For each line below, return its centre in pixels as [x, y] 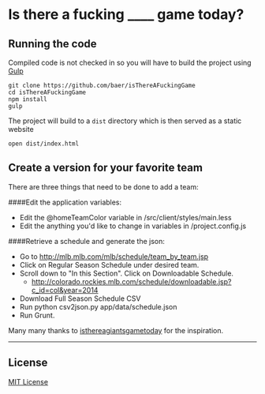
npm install [28, 99]
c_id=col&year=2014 [65, 290]
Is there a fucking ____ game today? [126, 15]
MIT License [28, 381]
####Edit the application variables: [65, 202]
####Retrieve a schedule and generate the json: [87, 241]
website [21, 129]
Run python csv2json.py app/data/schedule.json [98, 306]
